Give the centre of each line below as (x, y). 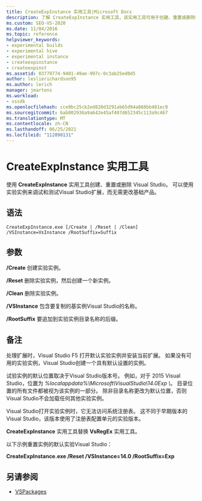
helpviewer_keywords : (33, 40)
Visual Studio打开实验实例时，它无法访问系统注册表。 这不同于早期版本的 (97, 411)
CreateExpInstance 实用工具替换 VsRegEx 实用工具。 (73, 432)
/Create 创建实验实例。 (35, 268)
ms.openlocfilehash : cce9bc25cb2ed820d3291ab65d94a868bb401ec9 (87, 107)
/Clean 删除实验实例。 (34, 293)
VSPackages (31, 492)
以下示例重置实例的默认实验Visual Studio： (60, 444)
